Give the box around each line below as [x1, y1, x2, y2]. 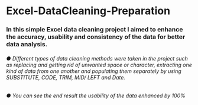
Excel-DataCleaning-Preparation [6, 4, 170, 18]
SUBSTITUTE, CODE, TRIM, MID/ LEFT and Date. [6, 74, 126, 81]
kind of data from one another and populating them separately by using [6, 67, 181, 75]
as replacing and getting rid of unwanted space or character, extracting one [6, 61, 192, 68]
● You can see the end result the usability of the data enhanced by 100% [6, 92, 186, 99]
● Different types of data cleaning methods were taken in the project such [6, 55, 188, 62]
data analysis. [6, 40, 48, 49]
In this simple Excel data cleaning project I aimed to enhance [6, 26, 183, 34]
